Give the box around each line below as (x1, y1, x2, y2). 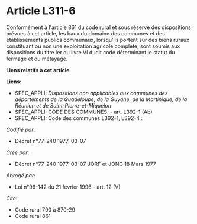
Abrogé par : (6, 171, 35, 178)
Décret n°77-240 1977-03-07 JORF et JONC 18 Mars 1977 (14, 160, 157, 167)
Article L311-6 (6, 4, 76, 18)
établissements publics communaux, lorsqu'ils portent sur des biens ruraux (6, 36, 189, 43)
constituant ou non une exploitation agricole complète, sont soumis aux (6, 43, 180, 50)
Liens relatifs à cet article (6, 66, 70, 73)
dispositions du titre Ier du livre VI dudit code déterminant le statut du (6, 48, 176, 56)
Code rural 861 (14, 212, 51, 219)
